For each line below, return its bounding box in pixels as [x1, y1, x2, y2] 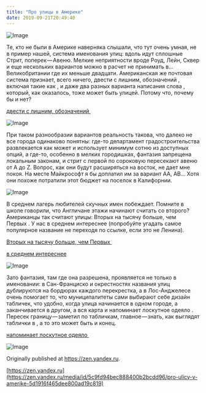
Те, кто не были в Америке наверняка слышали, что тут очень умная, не [6, 43, 197, 51]
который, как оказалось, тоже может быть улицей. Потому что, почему [6, 89, 194, 96]
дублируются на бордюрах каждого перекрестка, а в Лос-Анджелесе [6, 286, 191, 294]
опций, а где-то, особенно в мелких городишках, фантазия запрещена [6, 151, 192, 158]
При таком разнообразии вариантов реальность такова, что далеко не [6, 131, 193, 138]
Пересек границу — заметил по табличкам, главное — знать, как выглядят [6, 313, 200, 320]
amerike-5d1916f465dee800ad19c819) [6, 380, 104, 387]
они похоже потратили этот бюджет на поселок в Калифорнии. [6, 176, 173, 184]
